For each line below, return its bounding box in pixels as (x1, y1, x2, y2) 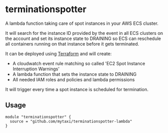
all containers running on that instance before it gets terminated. (5, 40, 139, 47)
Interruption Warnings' (12, 66, 60, 72)
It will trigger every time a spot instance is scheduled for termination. (5, 86, 149, 92)
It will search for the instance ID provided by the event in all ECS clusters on (5, 30, 163, 36)
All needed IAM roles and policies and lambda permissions (12, 76, 135, 82)
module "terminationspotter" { (5, 114, 71, 119)
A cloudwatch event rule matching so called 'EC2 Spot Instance (12, 60, 145, 66)
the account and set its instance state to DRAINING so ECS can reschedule (5, 35, 161, 41)
